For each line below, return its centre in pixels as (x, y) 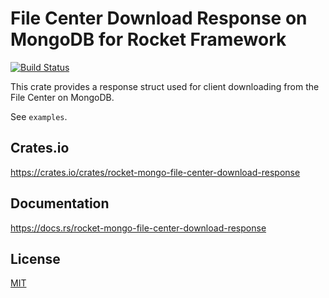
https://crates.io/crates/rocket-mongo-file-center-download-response (155, 172)
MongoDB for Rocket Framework (148, 39)
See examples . (39, 116)
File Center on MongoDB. (62, 97)
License (35, 258)
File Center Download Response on (159, 18)
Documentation (60, 203)
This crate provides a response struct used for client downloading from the (165, 86)
